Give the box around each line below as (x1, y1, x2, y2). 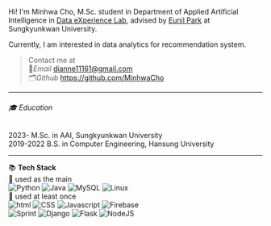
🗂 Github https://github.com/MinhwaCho (27, 73, 165, 82)
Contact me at (27, 56, 76, 65)
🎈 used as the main (8, 174, 73, 184)
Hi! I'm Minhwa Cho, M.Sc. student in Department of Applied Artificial (8, 7, 239, 16)
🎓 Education (8, 103, 53, 112)
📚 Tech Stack (8, 163, 56, 173)
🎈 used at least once (8, 191, 77, 201)
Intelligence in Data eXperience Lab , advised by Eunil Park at (8, 15, 211, 25)
